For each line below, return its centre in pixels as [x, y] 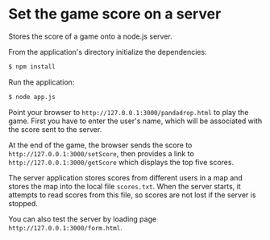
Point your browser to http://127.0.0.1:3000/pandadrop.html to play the [129, 112]
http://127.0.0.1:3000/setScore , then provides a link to [102, 153]
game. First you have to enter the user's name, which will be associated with [135, 121]
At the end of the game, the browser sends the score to [100, 145]
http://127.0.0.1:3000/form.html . [65, 227]
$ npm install [32, 66]
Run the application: [42, 82]
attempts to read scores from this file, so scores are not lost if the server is [132, 195]
